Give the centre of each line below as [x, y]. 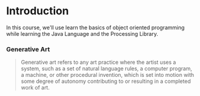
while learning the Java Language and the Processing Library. [82, 33]
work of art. [35, 88]
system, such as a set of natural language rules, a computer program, [106, 69]
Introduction [38, 11]
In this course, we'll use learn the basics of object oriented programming [96, 27]
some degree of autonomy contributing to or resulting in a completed [106, 81]
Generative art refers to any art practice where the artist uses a [98, 62]
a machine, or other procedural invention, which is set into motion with [107, 75]
